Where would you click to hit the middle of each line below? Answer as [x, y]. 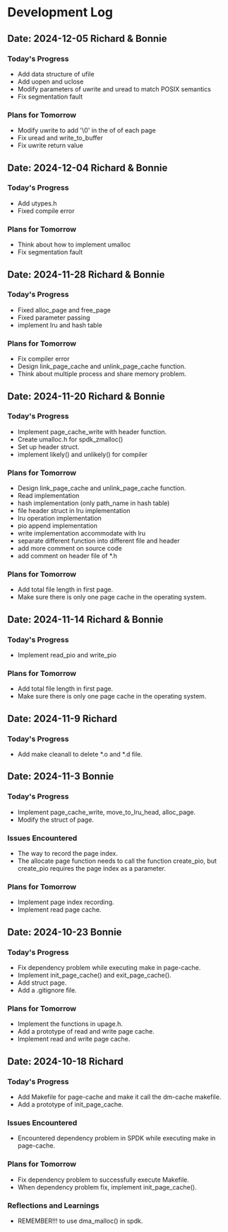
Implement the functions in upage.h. [70, 1024]
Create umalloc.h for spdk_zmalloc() [70, 439]
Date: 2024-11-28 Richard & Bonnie [86, 275]
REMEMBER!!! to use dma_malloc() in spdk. [80, 1221]
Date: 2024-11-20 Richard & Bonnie [86, 396]
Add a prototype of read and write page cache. [86, 1032]
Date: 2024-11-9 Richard [62, 719]
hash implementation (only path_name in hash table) [94, 503]
